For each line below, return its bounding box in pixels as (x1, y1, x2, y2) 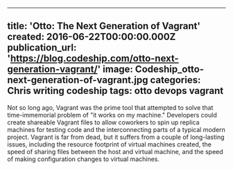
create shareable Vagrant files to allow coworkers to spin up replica (7, 118, 200, 126)
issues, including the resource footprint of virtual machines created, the (7, 140, 212, 149)
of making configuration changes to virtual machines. (7, 155, 160, 163)
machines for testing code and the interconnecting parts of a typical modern (7, 125, 225, 133)
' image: (97, 64, 134, 75)
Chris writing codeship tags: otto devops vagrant (7, 85, 224, 97)
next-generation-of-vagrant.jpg (7, 74, 148, 86)
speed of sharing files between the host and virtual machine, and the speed (7, 147, 223, 155)
